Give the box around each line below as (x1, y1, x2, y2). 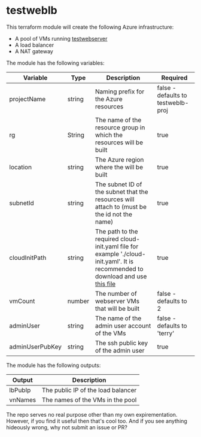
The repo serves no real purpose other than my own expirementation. (6, 411, 178, 418)
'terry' (157, 329, 175, 337)
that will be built (95, 304, 139, 312)
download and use (95, 272, 147, 280)
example (95, 250, 120, 258)
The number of (95, 289, 138, 298)
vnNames (9, 396, 36, 404)
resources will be (95, 138, 144, 147)
